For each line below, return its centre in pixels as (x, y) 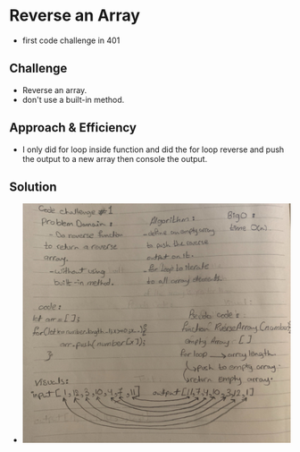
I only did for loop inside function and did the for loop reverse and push (153, 149)
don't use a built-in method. (73, 99)
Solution (33, 187)
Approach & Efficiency (73, 128)
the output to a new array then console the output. (115, 158)
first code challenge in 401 (71, 40)
